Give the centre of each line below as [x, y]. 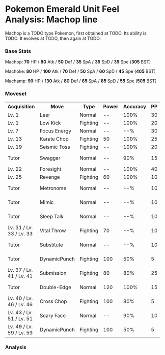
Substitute [51, 245]
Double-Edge [55, 287]
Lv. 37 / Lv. [20, 270]
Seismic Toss [55, 147]
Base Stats [18, 51]
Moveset [16, 94]
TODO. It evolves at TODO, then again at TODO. [53, 38]
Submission [53, 273]
